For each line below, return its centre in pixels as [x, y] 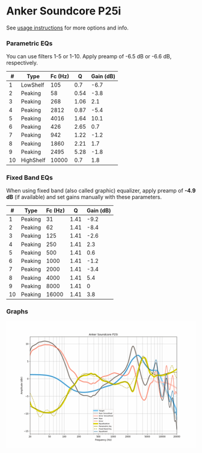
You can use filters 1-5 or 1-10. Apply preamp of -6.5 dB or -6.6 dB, [89, 57]
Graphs [17, 312]
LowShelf [32, 85]
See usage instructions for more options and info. [68, 28]
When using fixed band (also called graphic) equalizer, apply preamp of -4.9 [101, 191]
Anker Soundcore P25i [64, 11]
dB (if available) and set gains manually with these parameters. [84, 197]
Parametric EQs [29, 43]
